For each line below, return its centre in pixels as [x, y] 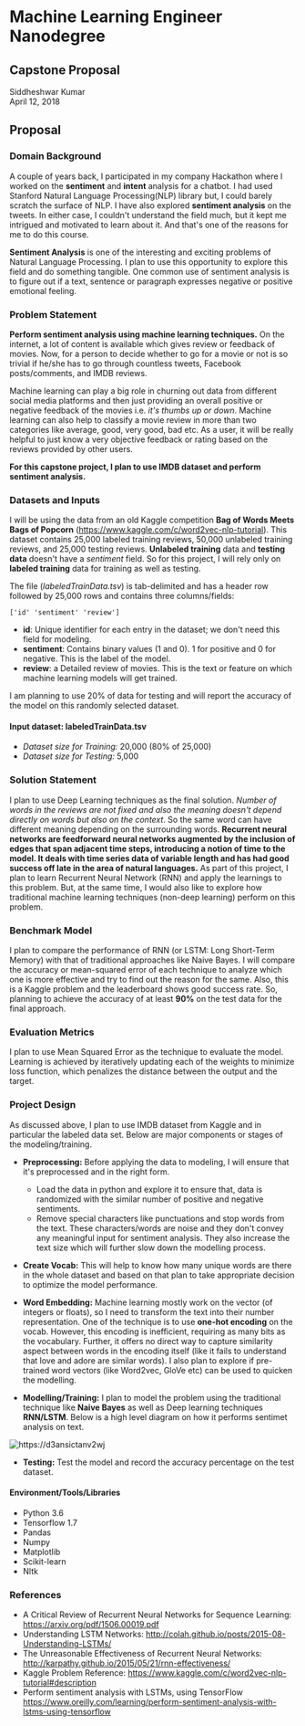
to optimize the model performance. [90, 1284]
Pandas [37, 1532]
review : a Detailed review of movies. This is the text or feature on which [158, 668]
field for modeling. [57, 639]
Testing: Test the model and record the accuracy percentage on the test [158, 1462]
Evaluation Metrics [52, 1032]
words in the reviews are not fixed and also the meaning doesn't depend [146, 809]
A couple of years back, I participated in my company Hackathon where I [146, 176]
